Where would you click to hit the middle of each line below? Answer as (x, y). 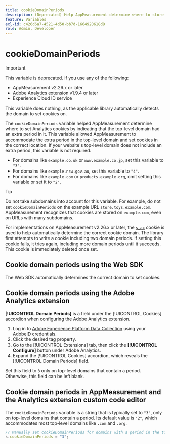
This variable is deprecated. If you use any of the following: (67, 78)
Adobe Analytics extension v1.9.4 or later (55, 93)
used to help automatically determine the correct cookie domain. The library (84, 233)
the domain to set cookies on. (36, 114)
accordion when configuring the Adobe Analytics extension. (68, 319)
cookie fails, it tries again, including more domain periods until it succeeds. (83, 244)
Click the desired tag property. (45, 339)
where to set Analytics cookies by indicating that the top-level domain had (83, 129)
